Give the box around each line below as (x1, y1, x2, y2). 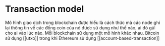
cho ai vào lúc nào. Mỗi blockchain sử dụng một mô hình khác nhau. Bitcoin (5, 30, 160, 36)
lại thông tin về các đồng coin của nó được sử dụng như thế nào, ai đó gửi (5, 24, 156, 30)
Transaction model (5, 3, 84, 15)
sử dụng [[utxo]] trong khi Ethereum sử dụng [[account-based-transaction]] (5, 35, 160, 41)
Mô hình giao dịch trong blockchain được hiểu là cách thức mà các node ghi (5, 20, 160, 25)
